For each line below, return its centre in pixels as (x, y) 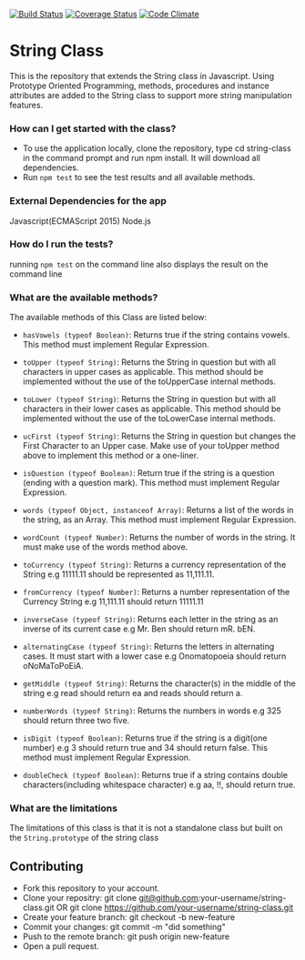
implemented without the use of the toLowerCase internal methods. (149, 419)
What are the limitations (64, 808)
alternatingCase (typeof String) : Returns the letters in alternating (148, 647)
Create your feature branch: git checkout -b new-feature (128, 917)
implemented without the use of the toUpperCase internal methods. (149, 381)
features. (26, 105)
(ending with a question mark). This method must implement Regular (151, 483)
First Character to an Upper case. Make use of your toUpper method (151, 446)
